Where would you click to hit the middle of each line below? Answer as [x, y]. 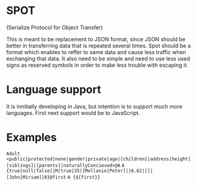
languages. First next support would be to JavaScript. [73, 112]
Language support [54, 90]
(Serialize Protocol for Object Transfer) [55, 27]
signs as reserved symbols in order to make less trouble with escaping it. [97, 65]
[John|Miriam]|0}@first [36, 177]
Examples [32, 138]
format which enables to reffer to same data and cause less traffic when [96, 52]
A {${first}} [84, 177]
